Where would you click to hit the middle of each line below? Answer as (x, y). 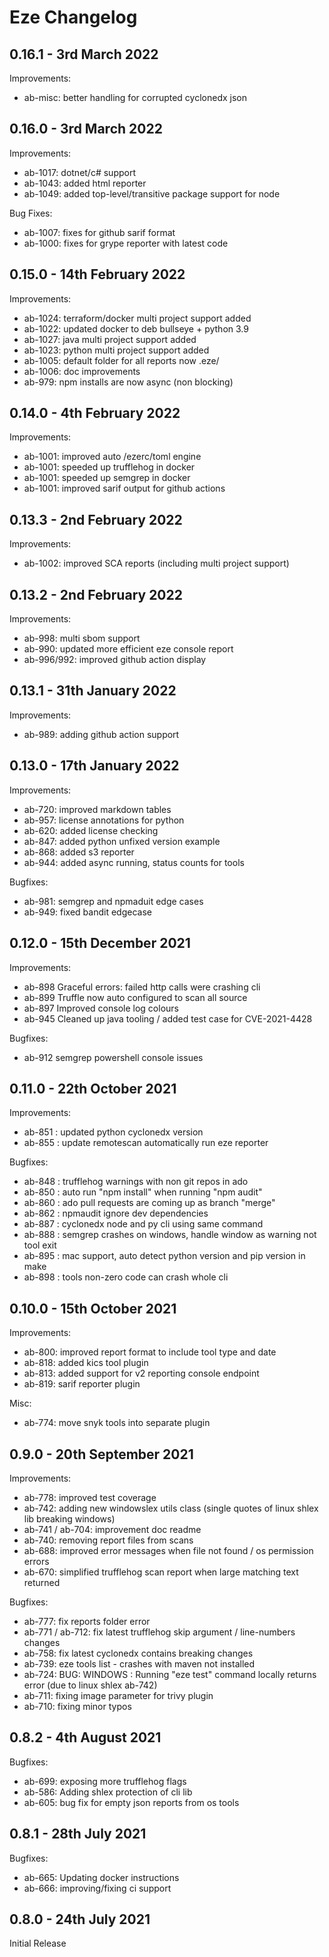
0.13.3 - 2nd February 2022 (96, 519)
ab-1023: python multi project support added (116, 350)
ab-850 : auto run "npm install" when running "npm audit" (143, 1192)
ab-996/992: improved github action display (115, 660)
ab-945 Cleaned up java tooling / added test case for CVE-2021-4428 (168, 1018)
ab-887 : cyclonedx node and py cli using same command (143, 1224)
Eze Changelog (73, 17)
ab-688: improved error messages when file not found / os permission (168, 1550)
